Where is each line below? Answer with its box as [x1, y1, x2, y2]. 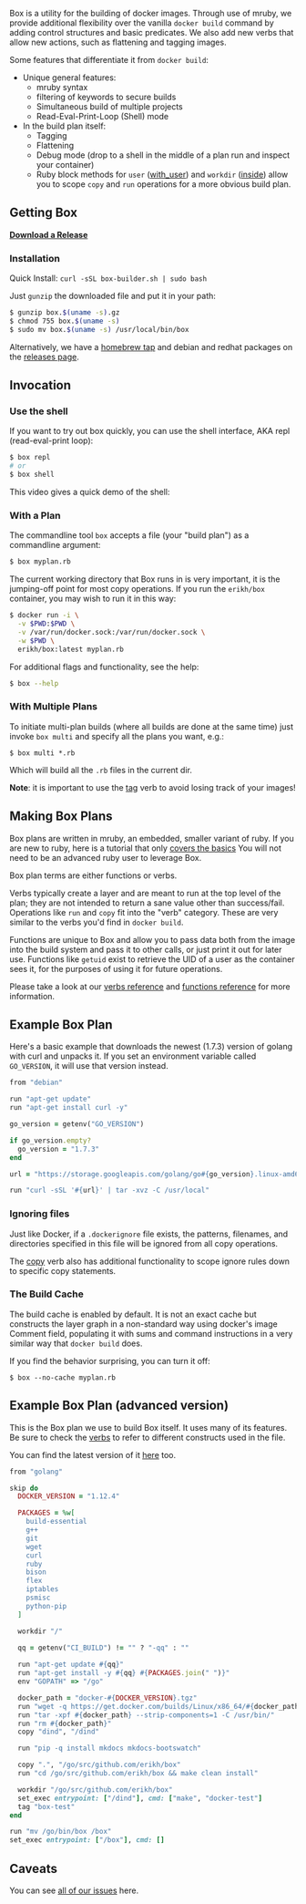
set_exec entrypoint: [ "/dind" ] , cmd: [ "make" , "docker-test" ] [17, 1794, 262, 1803]
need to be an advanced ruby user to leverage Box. [9, 852, 202, 863]
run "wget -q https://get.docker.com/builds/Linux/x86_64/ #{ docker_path [17, 1702, 300, 1711]
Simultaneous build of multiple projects [36, 101, 184, 112]
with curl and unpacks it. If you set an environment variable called [9, 1050, 257, 1061]
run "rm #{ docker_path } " [17, 1719, 112, 1728]
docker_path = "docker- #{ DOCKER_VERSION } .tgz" [17, 1693, 198, 1702]
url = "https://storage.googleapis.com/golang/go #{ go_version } [9, 1169, 255, 1179]
